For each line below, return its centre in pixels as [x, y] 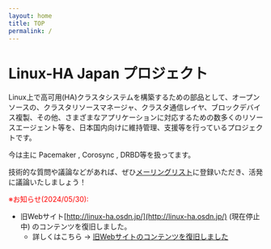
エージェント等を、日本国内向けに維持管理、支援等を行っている [121, 128]
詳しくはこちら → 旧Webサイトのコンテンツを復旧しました [130, 237]
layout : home [30, 16]
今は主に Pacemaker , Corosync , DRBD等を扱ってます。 [102, 155]
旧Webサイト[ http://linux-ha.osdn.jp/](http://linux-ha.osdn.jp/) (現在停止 [140, 217]
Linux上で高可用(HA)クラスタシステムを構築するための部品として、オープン [134, 97]
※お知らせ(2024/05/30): [49, 200]
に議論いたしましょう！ [47, 182]
